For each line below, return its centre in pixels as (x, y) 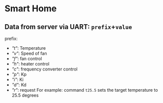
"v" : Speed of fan (29, 53)
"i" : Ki (18, 80)
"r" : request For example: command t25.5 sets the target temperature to (85, 90)
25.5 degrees (25, 95)
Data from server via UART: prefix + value (68, 27)
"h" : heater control (30, 64)
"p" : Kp (19, 74)
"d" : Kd (19, 85)
